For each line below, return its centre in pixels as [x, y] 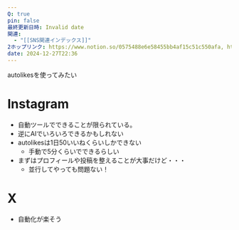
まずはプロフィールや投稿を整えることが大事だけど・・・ [102, 160]
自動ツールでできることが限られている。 [77, 125]
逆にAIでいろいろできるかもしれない [70, 133]
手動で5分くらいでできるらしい [74, 151]
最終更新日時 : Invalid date [46, 27]
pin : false [23, 21]
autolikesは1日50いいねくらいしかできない [80, 142]
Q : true [19, 14]
